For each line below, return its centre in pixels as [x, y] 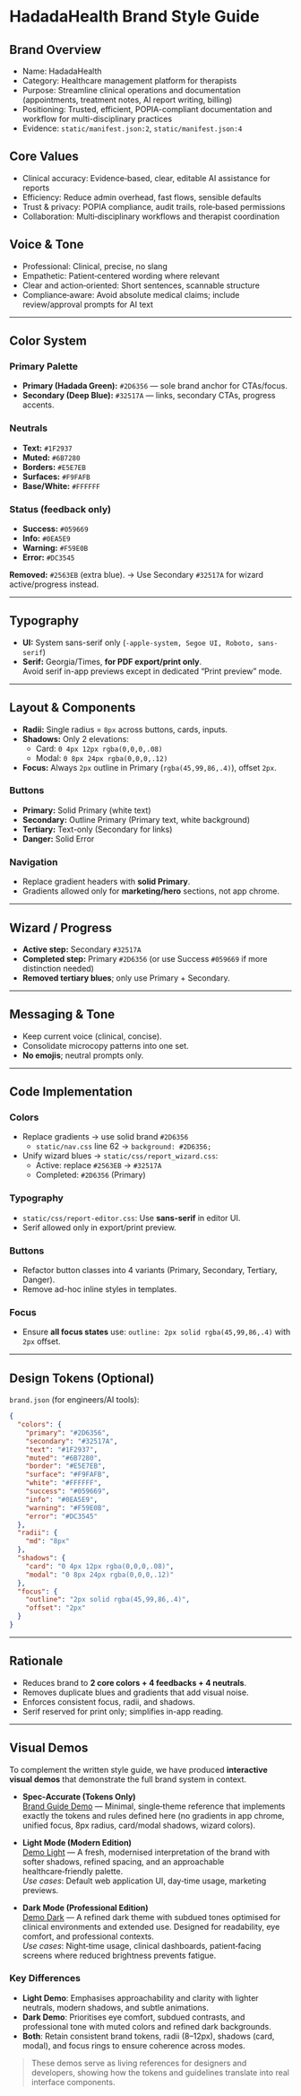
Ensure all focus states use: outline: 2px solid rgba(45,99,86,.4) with [156, 1332]
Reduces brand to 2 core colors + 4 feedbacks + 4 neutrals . [134, 1682]
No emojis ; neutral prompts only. [83, 1055]
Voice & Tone [47, 245]
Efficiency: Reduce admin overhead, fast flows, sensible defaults [142, 197]
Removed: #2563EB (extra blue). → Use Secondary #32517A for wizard [137, 574]
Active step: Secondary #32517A [82, 949]
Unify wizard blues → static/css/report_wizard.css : [120, 1156]
